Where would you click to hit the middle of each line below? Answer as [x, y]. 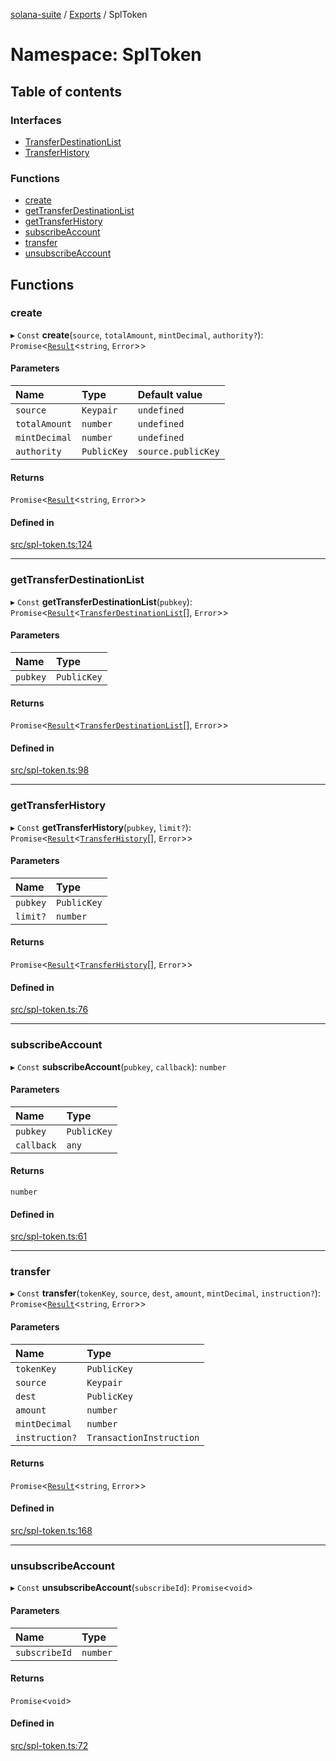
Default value [170, 395]
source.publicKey [178, 452]
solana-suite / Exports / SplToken [79, 14]
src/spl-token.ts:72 [49, 1745]
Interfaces [36, 120]
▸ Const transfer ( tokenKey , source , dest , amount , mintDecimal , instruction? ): [165, 1293]
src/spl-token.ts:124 [51, 545]
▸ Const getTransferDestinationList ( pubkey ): [101, 601]
